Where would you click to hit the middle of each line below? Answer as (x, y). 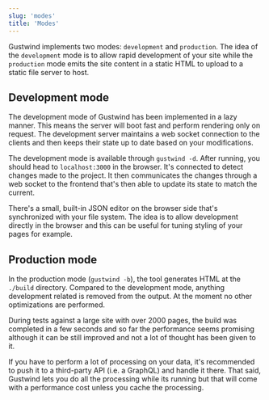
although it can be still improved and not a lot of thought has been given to (132, 338)
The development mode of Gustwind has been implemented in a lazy (123, 117)
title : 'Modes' (34, 23)
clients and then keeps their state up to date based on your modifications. (131, 143)
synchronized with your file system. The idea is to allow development (123, 217)
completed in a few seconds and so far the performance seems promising (131, 329)
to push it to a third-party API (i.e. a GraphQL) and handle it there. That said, (134, 371)
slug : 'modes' (32, 16)
